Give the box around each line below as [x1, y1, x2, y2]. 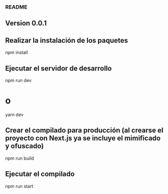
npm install [5, 49, 28, 56]
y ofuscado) [5, 142, 44, 150]
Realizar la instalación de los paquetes [5, 36, 128, 45]
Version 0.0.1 [5, 19, 47, 28]
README [5, 4, 28, 11]
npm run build [5, 155, 34, 161]
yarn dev [5, 112, 24, 118]
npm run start [5, 183, 34, 189]
